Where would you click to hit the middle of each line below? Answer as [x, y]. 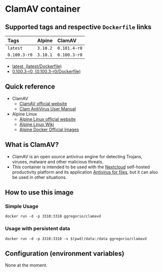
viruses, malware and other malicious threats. [58, 162]
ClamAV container [43, 9]
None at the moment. [26, 265]
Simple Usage [22, 206]
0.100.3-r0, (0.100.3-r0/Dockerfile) [46, 71]
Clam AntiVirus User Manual [48, 109]
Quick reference [30, 87]
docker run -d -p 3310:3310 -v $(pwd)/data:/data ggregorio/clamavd [76, 239]
